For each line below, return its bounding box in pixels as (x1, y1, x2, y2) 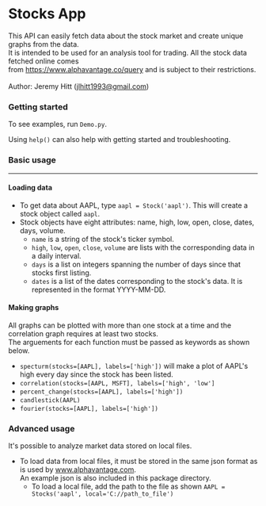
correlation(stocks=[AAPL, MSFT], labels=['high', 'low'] (19, 379, 215, 387)
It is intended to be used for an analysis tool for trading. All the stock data (8, 48, 248, 57)
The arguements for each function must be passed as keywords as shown (8, 337, 250, 347)
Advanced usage (8, 423, 75, 434)
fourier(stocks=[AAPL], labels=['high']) (19, 404, 158, 412)
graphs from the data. (8, 39, 79, 48)
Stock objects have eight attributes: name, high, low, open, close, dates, (19, 217, 255, 227)
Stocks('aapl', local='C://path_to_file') (31, 490, 174, 498)
